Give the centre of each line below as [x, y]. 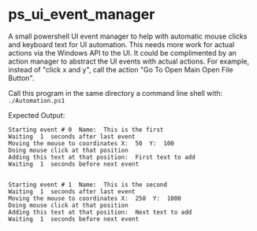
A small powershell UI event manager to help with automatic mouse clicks [128, 36]
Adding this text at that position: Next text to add [100, 212]
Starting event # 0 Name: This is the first [86, 130]
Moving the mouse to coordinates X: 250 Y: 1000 [95, 198]
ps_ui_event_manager [82, 15]
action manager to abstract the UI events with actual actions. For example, [129, 61]
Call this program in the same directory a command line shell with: [115, 93]
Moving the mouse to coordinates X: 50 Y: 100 [91, 143]
